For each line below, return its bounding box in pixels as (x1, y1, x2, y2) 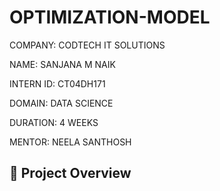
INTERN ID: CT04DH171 (9, 77, 106, 90)
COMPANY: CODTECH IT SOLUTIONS (9, 39, 166, 51)
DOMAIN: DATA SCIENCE (9, 97, 114, 109)
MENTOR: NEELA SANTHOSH (9, 136, 132, 148)
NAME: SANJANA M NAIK (9, 58, 116, 70)
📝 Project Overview (9, 165, 132, 182)
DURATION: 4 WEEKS (9, 116, 99, 128)
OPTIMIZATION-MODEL (9, 6, 211, 29)
